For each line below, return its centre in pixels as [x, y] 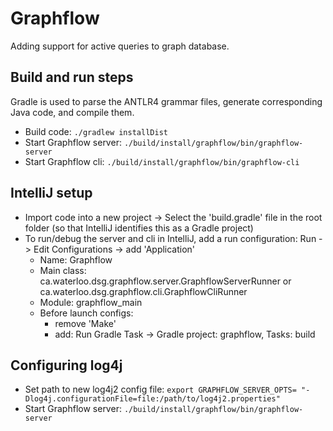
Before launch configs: [86, 313]
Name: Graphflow [76, 259]
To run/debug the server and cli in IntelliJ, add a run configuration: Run [170, 238]
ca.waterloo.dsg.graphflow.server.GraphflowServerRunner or [165, 281]
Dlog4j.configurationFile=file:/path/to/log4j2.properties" [152, 399]
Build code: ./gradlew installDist [96, 131]
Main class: [63, 270]
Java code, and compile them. [72, 112]
